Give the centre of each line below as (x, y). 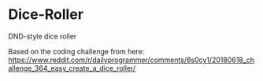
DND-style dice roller (43, 36)
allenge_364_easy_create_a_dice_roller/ (72, 68)
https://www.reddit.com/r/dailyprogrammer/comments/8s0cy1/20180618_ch (131, 60)
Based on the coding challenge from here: (76, 51)
